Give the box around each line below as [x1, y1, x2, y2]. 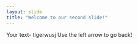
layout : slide [6, 8, 43, 15]
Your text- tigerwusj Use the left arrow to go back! [6, 31, 133, 38]
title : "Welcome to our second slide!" [6, 14, 108, 20]
